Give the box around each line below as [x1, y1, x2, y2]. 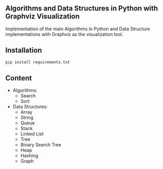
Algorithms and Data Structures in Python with [5, 4, 158, 13]
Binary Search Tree [20, 142, 62, 148]
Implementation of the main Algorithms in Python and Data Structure [5, 26, 150, 32]
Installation [5, 46, 42, 55]
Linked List [20, 131, 44, 137]
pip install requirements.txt [5, 59, 70, 65]
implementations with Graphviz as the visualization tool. [5, 31, 123, 37]
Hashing [20, 153, 39, 159]
